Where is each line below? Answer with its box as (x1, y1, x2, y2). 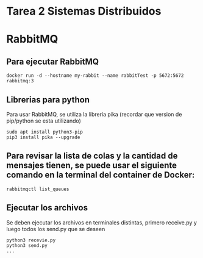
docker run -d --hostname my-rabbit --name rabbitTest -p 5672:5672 (6, 73, 184, 79)
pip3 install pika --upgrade (6, 134, 80, 140)
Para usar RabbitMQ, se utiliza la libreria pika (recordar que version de (6, 111, 182, 118)
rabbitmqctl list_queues (6, 186, 69, 192)
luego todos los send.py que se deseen (6, 225, 105, 232)
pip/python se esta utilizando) (6, 117, 81, 124)
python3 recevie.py (6, 237, 56, 243)
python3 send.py (6, 242, 48, 248)
